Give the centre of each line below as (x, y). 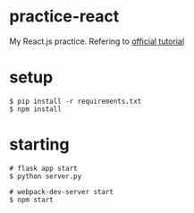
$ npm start (31, 200)
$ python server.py (46, 176)
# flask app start (43, 168)
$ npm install (36, 109)
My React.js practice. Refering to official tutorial (97, 41)
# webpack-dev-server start (62, 192)
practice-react (64, 17)
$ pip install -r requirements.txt (76, 101)
